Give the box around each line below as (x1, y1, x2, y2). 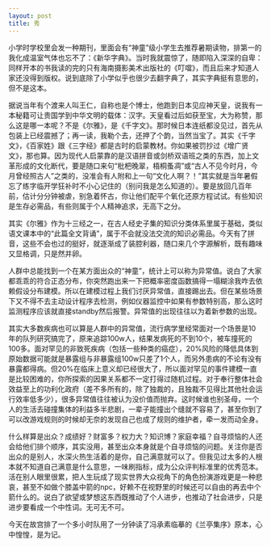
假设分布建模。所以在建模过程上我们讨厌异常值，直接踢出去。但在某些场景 (15, 286, 263, 296)
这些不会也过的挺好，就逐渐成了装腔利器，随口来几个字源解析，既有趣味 (22, 238, 263, 248)
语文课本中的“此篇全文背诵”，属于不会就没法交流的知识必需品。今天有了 (8, 228, 248, 238)
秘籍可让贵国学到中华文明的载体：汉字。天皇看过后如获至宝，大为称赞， (15, 110, 256, 120)
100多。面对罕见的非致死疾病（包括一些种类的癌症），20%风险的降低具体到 (8, 343, 259, 353)
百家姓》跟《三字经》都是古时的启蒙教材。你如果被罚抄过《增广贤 (29, 141, 248, 150)
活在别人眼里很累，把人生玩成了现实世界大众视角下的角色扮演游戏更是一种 (8, 472, 256, 482)
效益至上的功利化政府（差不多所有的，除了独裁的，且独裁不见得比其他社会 (8, 384, 256, 393)
